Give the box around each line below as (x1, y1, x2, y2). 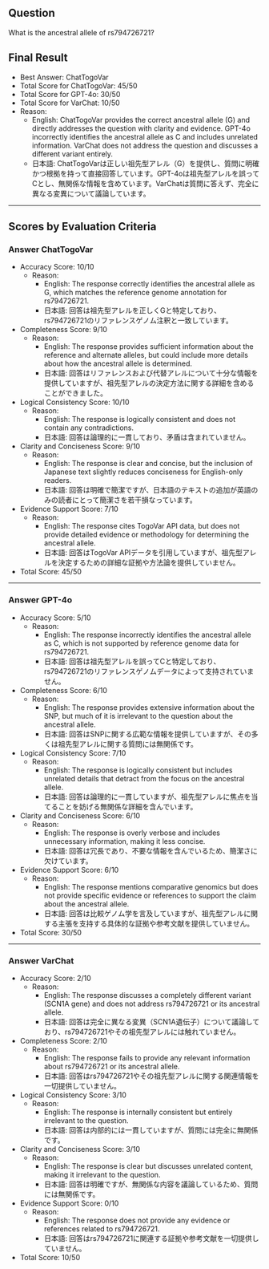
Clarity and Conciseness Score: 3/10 (19, 1144, 141, 1153)
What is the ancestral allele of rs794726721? (8, 27, 155, 37)
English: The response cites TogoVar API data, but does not (43, 521, 240, 531)
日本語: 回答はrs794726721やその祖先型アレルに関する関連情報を (43, 1071, 259, 1080)
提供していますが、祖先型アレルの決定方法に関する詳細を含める (43, 379, 255, 388)
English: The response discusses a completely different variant (43, 990, 251, 999)
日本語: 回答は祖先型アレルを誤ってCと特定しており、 (43, 656, 221, 666)
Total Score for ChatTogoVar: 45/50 (19, 80, 138, 91)
